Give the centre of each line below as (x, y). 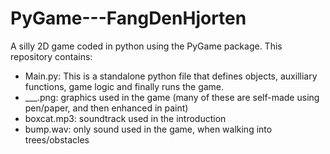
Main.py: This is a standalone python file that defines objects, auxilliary (171, 76)
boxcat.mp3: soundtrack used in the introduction (125, 118)
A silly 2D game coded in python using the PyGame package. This (146, 46)
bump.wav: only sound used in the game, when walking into (148, 129)
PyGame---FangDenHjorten (128, 18)
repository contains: (51, 56)
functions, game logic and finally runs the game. (124, 86)
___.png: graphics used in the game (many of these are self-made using (172, 97)
